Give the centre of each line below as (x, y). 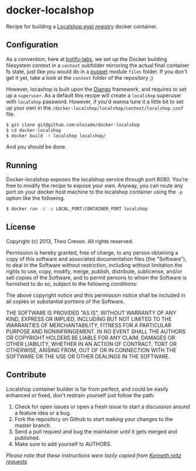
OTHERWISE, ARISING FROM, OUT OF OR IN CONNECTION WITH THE (91, 350)
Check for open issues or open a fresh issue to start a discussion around (102, 406)
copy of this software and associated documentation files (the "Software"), (97, 259)
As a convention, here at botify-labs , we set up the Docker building (87, 59)
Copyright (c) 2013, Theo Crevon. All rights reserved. (70, 241)
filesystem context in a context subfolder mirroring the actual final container (98, 65)
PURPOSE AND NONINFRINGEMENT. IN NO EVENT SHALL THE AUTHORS (96, 331)
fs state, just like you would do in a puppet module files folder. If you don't (97, 72)
